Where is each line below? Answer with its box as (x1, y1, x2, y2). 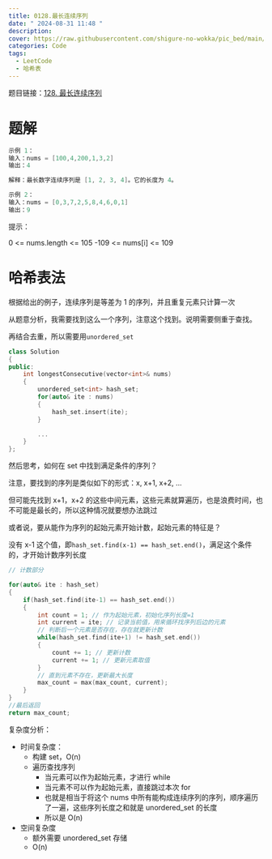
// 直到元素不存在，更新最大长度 (37, 671, 134, 679)
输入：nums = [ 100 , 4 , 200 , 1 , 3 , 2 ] (8, 154, 114, 162)
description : (8, 27, 53, 35)
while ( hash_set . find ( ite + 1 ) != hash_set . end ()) (37, 634, 201, 642)
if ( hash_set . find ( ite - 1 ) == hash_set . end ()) (23, 596, 176, 604)
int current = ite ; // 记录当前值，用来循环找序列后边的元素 (37, 618, 226, 626)
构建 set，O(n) (32, 751, 81, 762)
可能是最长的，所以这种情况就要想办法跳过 (15, 506, 158, 515)
